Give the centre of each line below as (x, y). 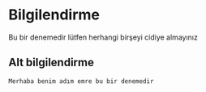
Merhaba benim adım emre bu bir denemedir (81, 81)
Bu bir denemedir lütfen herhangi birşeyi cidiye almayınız (103, 37)
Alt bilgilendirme (51, 63)
